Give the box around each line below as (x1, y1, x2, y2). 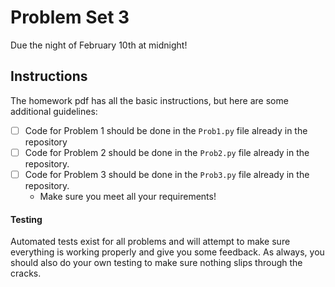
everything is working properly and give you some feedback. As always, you (10, 246, 325, 258)
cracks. (10, 267, 42, 280)
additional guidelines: (10, 105, 98, 117)
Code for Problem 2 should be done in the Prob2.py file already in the (24, 146, 310, 158)
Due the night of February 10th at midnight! (10, 39, 188, 51)
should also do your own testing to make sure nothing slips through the (10, 257, 303, 269)
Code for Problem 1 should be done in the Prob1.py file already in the (24, 124, 308, 136)
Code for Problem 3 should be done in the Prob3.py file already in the (24, 168, 310, 180)
